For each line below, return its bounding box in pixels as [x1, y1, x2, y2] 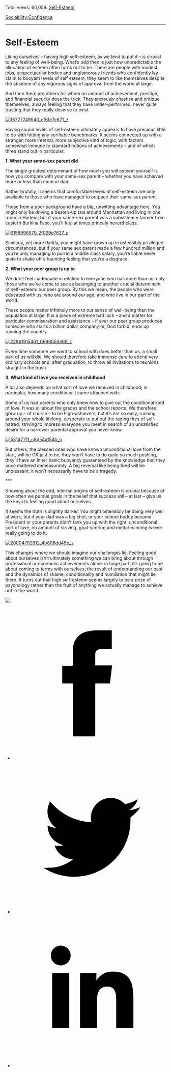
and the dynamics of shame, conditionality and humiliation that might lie [5, 571, 156, 577]
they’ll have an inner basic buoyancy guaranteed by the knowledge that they [5, 457, 165, 463]
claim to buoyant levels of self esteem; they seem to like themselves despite [5, 75, 165, 81]
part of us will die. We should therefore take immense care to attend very [5, 354, 158, 360]
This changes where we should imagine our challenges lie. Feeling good [5, 549, 157, 556]
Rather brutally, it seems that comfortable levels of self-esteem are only [5, 188, 156, 194]
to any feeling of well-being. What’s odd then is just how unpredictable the [5, 59, 161, 65]
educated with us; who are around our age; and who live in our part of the [5, 292, 160, 298]
